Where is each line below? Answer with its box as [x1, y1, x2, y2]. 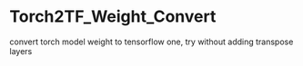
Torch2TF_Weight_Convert [9, 6, 217, 27]
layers [9, 45, 33, 56]
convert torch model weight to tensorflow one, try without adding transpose [9, 36, 294, 47]
